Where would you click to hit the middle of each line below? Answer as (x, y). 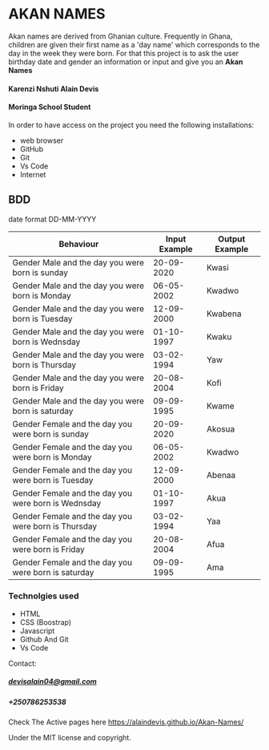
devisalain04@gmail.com (53, 682)
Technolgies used (44, 596)
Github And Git (44, 639)
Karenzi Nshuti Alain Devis (54, 88)
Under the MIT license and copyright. (70, 738)
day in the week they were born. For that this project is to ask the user (124, 53)
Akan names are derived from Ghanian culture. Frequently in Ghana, (120, 36)
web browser (42, 140)
